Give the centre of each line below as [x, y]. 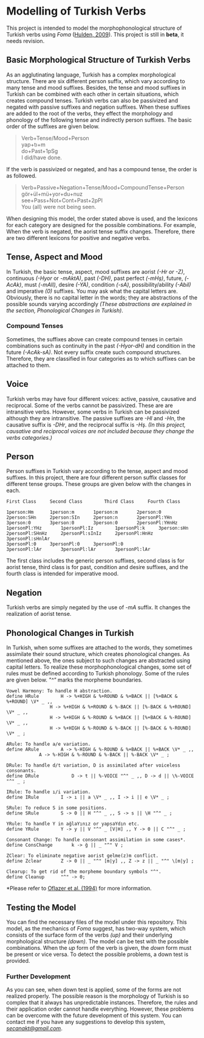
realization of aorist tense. [39, 614]
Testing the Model [41, 907]
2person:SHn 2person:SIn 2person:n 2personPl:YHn [89, 517]
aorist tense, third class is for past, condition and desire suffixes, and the [97, 567]
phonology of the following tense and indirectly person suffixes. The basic [99, 120]
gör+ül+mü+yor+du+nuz [52, 194]
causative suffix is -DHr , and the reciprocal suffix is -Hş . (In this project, [96, 425]
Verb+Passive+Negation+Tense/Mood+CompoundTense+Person [103, 187]
